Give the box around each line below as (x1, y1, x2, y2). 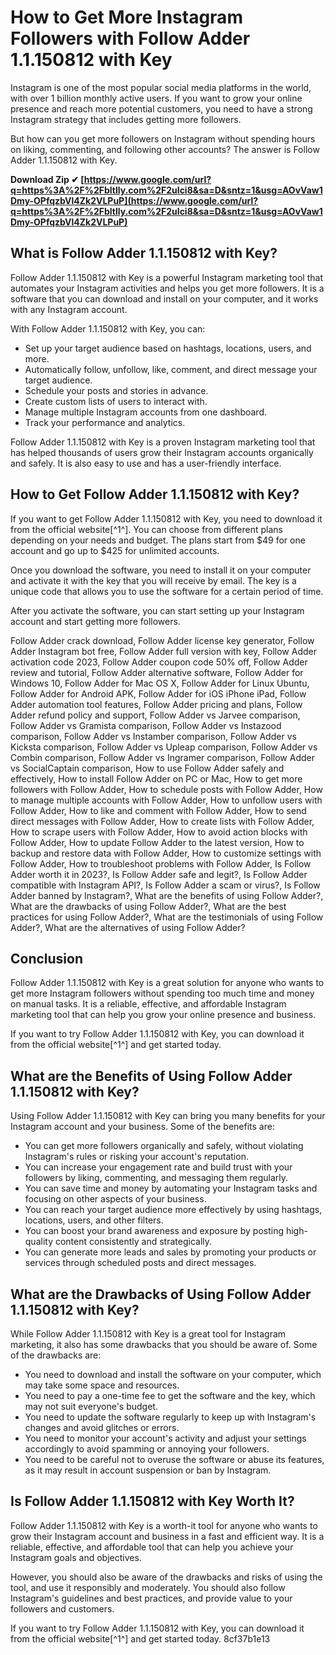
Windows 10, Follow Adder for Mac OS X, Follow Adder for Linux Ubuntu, (10, 677, 310, 689)
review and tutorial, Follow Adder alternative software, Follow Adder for (10, 666, 304, 678)
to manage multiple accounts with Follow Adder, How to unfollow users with (10, 794, 323, 806)
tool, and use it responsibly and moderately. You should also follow (10, 1581, 286, 1593)
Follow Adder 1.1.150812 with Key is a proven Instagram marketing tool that (10, 436, 316, 448)
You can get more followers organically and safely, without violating (24, 1140, 304, 1152)
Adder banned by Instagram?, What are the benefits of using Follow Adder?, (10, 889, 324, 901)
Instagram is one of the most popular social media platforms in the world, (10, 81, 312, 93)
